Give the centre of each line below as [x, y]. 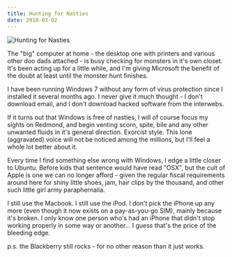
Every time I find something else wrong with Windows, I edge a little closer [114, 160]
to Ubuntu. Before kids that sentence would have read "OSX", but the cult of [116, 167]
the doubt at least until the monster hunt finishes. [78, 75]
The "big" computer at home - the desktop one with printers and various [111, 53]
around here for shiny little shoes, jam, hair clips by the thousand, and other [116, 182]
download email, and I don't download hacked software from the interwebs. [116, 103]
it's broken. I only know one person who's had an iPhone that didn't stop [111, 218]
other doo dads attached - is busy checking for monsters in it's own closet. [115, 60]
